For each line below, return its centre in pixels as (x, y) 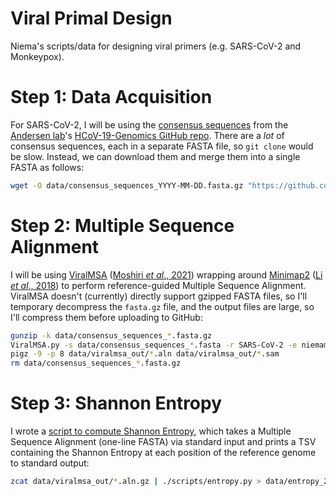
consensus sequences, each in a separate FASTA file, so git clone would (162, 146)
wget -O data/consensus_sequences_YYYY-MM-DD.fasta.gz (127, 185)
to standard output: (50, 463)
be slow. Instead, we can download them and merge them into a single (155, 156)
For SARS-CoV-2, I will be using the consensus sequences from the (149, 124)
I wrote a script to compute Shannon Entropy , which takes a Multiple (151, 431)
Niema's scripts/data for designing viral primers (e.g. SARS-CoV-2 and (156, 46)
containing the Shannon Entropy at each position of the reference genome (163, 453)
